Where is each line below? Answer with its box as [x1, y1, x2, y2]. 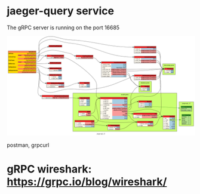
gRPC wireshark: [7, 162, 92, 175]
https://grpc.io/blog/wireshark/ [7, 175, 167, 189]
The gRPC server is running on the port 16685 [7, 24, 120, 31]
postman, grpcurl [7, 141, 50, 149]
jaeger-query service [7, 4, 115, 18]
